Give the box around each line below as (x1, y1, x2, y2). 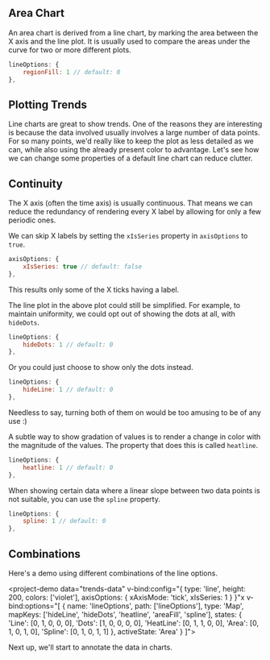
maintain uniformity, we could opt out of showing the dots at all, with (8, 309, 236, 318)
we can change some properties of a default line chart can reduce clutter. (8, 153, 253, 164)
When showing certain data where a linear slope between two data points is (8, 485, 260, 495)
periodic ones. (8, 215, 56, 225)
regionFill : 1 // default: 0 (23, 68, 121, 76)
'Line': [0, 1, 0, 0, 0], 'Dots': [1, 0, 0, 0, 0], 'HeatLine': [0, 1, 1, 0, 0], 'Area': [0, (8, 618, 260, 628)
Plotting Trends (8, 98, 87, 111)
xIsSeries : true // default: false (23, 262, 143, 271)
